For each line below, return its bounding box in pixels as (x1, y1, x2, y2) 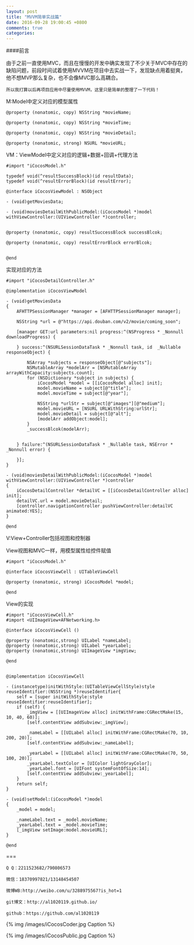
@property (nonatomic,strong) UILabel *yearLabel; (6, 643, 132, 649)
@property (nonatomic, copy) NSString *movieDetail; (6, 130, 137, 136)
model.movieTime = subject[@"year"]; (37, 390, 129, 397)
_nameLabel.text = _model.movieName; (16, 817, 108, 823)
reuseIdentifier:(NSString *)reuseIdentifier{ (6, 689, 121, 695)
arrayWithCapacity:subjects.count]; (6, 370, 95, 376)
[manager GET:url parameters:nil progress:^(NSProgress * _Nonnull (16, 329, 184, 335)
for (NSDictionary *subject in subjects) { (27, 375, 134, 381)
